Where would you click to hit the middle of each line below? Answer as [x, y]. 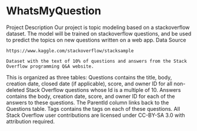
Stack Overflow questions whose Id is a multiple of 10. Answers [103, 90]
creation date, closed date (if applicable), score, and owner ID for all [89, 84]
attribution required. [31, 121]
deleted [15, 90]
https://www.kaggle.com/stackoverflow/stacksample [70, 51]
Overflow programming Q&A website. [50, 66]
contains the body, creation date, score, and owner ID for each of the [90, 96]
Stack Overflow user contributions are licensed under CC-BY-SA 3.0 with [96, 115]
